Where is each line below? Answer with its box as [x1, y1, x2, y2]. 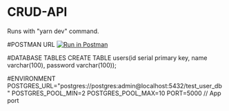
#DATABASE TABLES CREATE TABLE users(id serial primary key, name [7, 53, 208, 62]
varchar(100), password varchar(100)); [7, 61, 117, 69]
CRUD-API [7, 4, 68, 20]
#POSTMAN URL [7, 40, 55, 48]
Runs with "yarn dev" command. [7, 27, 99, 35]
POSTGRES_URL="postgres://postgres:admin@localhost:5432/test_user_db [7, 81, 222, 90]
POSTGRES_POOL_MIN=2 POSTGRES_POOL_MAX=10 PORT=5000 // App [11, 89, 222, 97]
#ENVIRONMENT [7, 74, 57, 83]
